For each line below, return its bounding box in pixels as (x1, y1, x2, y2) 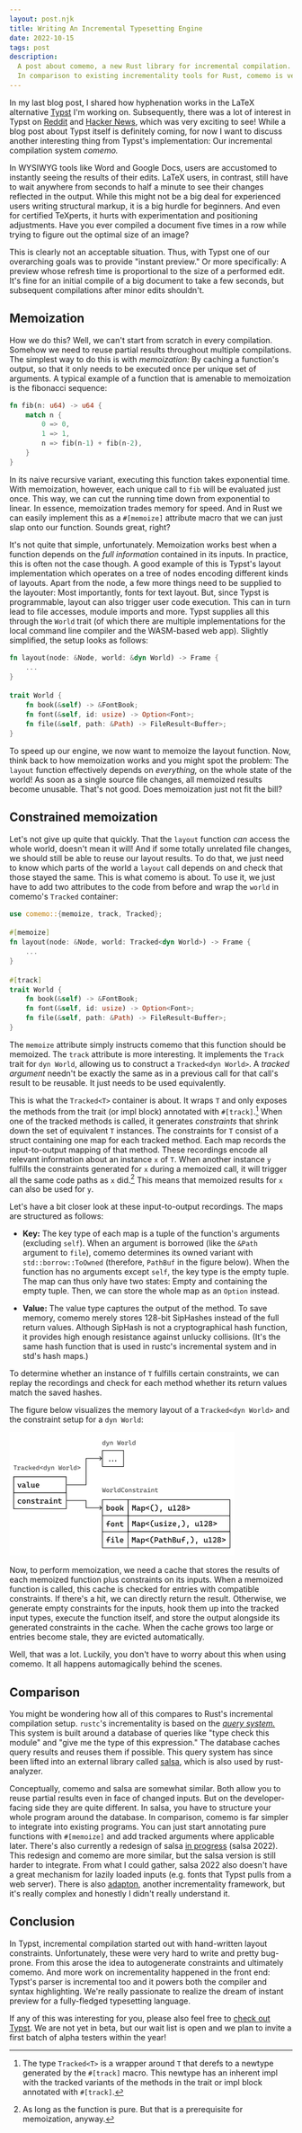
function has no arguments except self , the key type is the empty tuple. (22, 1266, 289, 1277)
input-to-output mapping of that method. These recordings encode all (9, 1144, 268, 1155)
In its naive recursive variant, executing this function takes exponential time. (9, 474, 290, 484)
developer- (244, 1793, 285, 1803)
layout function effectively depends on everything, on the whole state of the (9, 764, 292, 775)
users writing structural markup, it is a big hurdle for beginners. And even (9, 200, 280, 211)
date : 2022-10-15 (9, 33, 75, 42)
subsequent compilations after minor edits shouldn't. (9, 284, 205, 296)
